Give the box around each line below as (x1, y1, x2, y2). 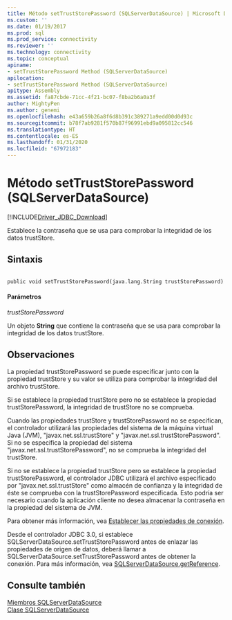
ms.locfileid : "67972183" (7, 145, 81, 152)
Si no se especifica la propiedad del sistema (7, 438, 133, 447)
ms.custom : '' (7, 17, 48, 24)
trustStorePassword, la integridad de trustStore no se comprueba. (7, 402, 195, 411)
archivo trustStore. (7, 382, 60, 390)
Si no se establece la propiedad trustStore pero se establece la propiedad (7, 466, 217, 475)
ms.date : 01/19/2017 (7, 23, 67, 30)
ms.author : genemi (7, 107, 60, 114)
